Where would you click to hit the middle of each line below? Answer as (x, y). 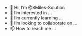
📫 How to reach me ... (33, 28)
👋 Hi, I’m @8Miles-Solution (37, 8)
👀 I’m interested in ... (31, 13)
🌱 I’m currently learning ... (36, 18)
